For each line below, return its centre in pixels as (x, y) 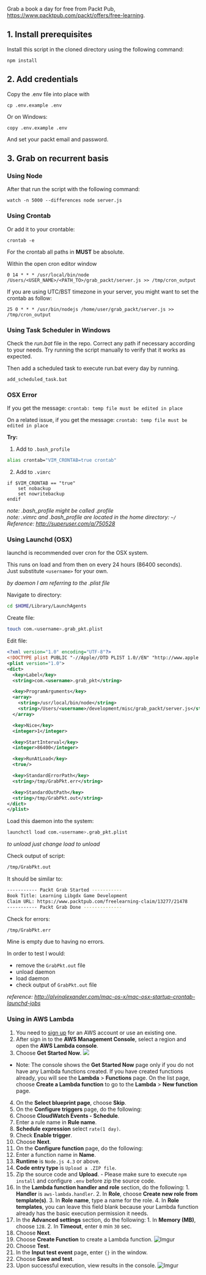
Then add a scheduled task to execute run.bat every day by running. (93, 368)
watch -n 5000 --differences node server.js (64, 201)
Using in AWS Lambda (40, 1019)
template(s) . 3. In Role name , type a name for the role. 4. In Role (97, 1200)
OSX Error (22, 394)
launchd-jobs (24, 1003)
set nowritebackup (41, 494)
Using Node (25, 176)
